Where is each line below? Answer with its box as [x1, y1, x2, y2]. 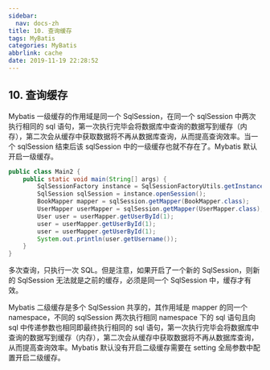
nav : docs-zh [15, 19, 59, 27]
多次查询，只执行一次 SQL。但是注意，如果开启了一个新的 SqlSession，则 [8, 265, 253, 275]
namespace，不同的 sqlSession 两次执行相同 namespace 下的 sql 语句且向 [8, 313, 256, 323]
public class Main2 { [8, 167, 81, 175]
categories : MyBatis [8, 42, 78, 50]
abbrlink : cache [8, 49, 63, 57]
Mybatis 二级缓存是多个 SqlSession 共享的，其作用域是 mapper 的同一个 [8, 302, 247, 312]
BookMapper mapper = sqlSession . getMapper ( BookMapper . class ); [37, 198, 250, 206]
